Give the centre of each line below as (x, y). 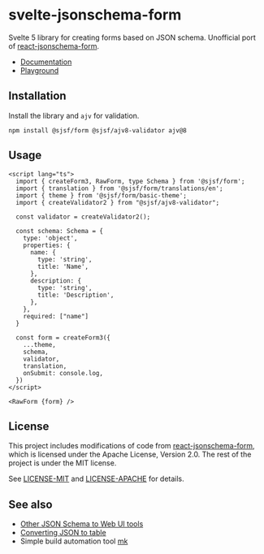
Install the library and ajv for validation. (74, 115)
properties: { (47, 245)
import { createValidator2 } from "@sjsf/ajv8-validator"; (118, 202)
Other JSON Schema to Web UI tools (82, 524)
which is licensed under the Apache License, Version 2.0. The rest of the (130, 454)
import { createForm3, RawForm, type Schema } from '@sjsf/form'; (130, 181)
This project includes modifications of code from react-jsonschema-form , (132, 446)
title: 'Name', (63, 266)
